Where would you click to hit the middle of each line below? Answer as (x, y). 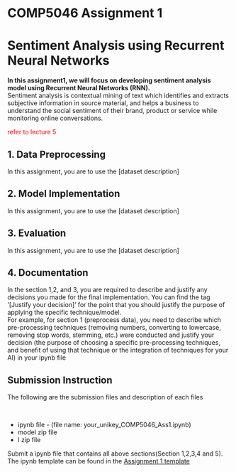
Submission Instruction (60, 380)
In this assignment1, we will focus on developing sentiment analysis (109, 80)
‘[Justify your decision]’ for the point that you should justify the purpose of (116, 305)
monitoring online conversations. (55, 118)
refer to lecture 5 (32, 132)
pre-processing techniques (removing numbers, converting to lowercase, (114, 328)
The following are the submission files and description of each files (105, 397)
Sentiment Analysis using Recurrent (116, 46)
